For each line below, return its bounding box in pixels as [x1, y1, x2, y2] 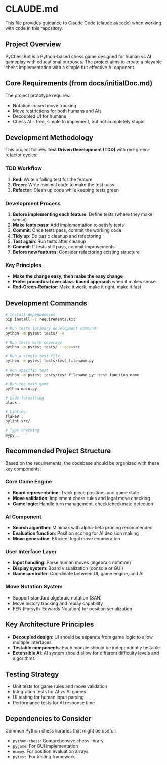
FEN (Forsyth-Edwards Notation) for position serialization [12, 605, 133, 612]
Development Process [5, 199, 61, 207]
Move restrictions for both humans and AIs [12, 108, 102, 114]
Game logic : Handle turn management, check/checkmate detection [12, 501, 153, 507]
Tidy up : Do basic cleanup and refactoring [12, 232, 101, 239]
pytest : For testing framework [12, 754, 75, 760]
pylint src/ [5, 419, 30, 424]
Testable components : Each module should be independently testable [12, 644, 160, 650]
